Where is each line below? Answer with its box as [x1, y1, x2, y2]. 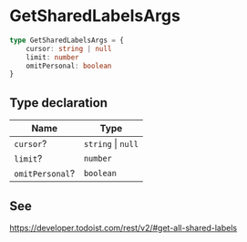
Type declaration [9, 95, 108, 110]
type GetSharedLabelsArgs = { [9, 36, 125, 45]
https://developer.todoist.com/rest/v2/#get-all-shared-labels [9, 222, 238, 233]
